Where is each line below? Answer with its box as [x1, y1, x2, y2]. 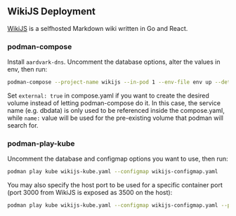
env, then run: [7, 65, 48, 74]
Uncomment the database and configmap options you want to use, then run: [7, 154, 228, 163]
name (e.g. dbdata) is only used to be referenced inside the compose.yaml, [7, 106, 225, 114]
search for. [7, 121, 39, 129]
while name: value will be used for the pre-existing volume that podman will [7, 114, 223, 122]
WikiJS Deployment [7, 6, 96, 18]
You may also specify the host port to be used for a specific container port [7, 181, 223, 189]
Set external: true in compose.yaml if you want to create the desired [7, 91, 209, 100]
